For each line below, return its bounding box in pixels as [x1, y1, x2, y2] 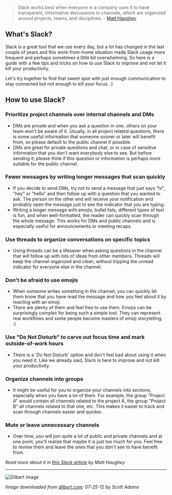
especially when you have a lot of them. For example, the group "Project [12, 392, 165, 398]
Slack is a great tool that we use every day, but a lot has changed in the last [5, 44, 165, 50]
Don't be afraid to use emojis [5, 276, 78, 284]
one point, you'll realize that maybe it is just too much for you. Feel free [12, 439, 163, 445]
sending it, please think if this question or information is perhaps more [12, 155, 161, 161]
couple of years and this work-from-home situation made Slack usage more [5, 49, 165, 55]
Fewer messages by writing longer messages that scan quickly [5, 174, 165, 181]
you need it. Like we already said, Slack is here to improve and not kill [12, 357, 160, 363]
